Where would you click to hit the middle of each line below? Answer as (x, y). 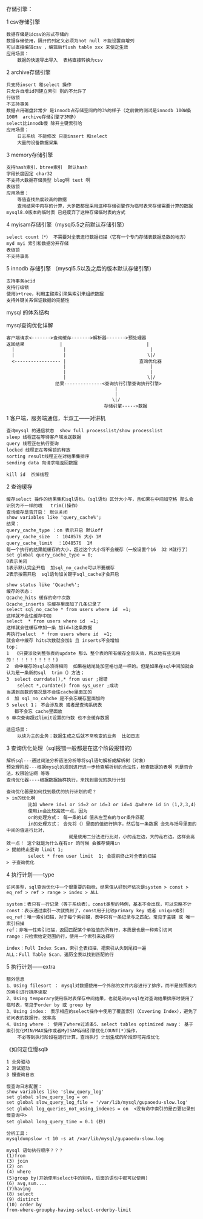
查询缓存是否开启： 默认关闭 (37, 512)
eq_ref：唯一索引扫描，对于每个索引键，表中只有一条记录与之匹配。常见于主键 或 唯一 (101, 917)
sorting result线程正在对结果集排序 (48, 456)
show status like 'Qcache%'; (43, 585)
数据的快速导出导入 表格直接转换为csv (60, 60)
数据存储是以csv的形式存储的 (38, 35)
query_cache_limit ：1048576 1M (49, 543)
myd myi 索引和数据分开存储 (38, 244)
